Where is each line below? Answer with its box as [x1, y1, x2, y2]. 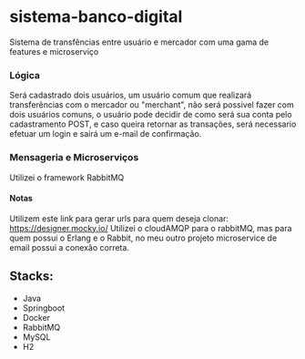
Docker [22, 312, 51, 323]
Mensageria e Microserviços [9, 151, 139, 164]
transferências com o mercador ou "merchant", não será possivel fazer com [9, 99, 294, 110]
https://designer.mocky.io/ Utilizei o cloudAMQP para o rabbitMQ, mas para [9, 222, 293, 233]
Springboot [22, 303, 66, 313]
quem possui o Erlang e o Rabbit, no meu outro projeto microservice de [9, 232, 278, 243]
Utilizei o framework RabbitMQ [9, 171, 125, 183]
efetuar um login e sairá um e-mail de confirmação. [9, 128, 202, 139]
